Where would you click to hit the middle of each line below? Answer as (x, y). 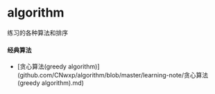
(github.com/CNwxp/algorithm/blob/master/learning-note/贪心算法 (113, 75)
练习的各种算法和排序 (37, 32)
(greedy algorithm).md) (51, 83)
